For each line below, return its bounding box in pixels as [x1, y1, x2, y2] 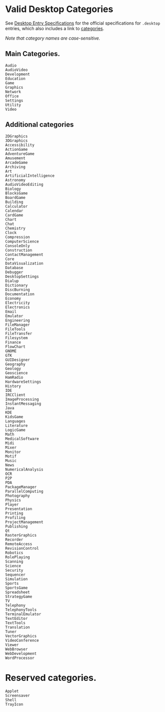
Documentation [5, 292, 35, 297]
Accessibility [5, 142, 35, 147]
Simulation [5, 576, 28, 582]
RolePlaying [5, 555, 30, 560]
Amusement [5, 155, 26, 161]
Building [5, 199, 23, 204]
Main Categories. [5, 50, 60, 58]
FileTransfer [5, 331, 32, 336]
